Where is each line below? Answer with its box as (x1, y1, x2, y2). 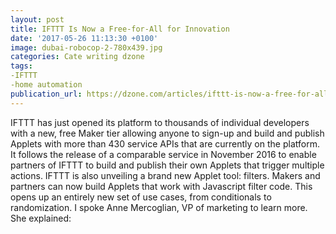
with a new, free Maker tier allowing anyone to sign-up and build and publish (10, 127, 325, 139)
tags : (10, 61, 33, 71)
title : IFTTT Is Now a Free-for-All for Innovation (10, 24, 230, 34)
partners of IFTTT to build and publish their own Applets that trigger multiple (10, 159, 325, 171)
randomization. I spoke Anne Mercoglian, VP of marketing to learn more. (10, 201, 308, 213)
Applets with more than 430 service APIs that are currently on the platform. (10, 137, 320, 150)
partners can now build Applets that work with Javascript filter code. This (10, 180, 313, 192)
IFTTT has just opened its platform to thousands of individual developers (10, 116, 310, 128)
